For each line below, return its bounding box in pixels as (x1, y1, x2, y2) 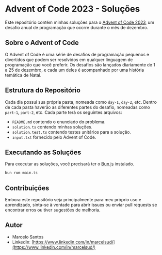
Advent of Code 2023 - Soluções (5, 3, 140, 15)
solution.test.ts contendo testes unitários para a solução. (12, 129, 131, 135)
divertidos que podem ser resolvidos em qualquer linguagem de (5, 57, 133, 63)
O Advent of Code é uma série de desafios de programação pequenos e (5, 51, 149, 57)
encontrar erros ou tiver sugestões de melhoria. (5, 207, 100, 213)
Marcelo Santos (12, 234, 44, 239)
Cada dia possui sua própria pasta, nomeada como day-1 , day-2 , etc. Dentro (5, 99, 157, 105)
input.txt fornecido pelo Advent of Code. (12, 134, 96, 140)
